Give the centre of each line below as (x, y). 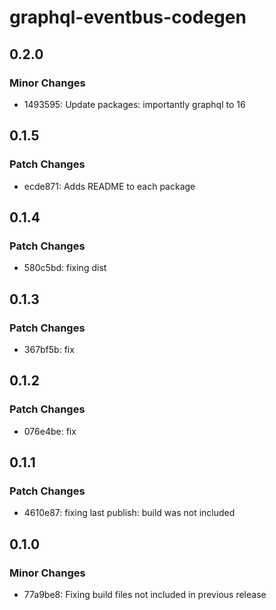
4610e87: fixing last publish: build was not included (129, 513)
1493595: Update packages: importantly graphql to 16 (134, 104)
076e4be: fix (50, 431)
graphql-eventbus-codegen (128, 17)
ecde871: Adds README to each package (109, 186)
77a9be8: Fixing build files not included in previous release (145, 594)
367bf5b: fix (49, 349)
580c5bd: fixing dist (65, 268)
